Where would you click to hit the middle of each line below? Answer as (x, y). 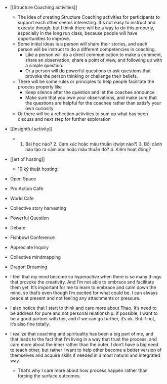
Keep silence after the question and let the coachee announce (90, 92)
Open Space (23, 179)
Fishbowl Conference (32, 237)
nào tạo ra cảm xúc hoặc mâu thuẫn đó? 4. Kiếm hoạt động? (88, 149)
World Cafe (22, 198)
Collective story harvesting (38, 208)
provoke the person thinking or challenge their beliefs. (81, 76)
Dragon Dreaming (29, 267)
